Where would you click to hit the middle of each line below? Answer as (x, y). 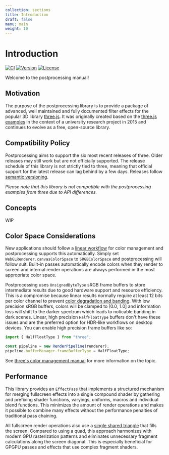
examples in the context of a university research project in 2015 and (76, 121)
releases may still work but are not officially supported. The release (75, 160)
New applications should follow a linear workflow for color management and (84, 248)
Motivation (23, 93)
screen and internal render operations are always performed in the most (80, 270)
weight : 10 (17, 29)
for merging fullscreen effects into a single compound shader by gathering (83, 394)
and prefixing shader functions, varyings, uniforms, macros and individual (82, 399)
